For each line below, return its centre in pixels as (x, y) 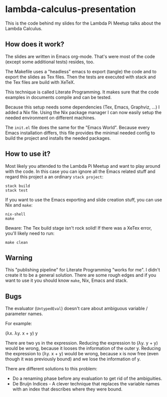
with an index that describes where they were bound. (67, 389)
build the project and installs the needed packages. (58, 138)
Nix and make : (19, 205)
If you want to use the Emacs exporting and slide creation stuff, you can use (84, 200)
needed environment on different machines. (51, 118)
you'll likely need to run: (30, 233)
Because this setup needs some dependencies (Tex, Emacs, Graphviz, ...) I (82, 107)
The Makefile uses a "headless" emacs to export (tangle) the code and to (81, 71)
